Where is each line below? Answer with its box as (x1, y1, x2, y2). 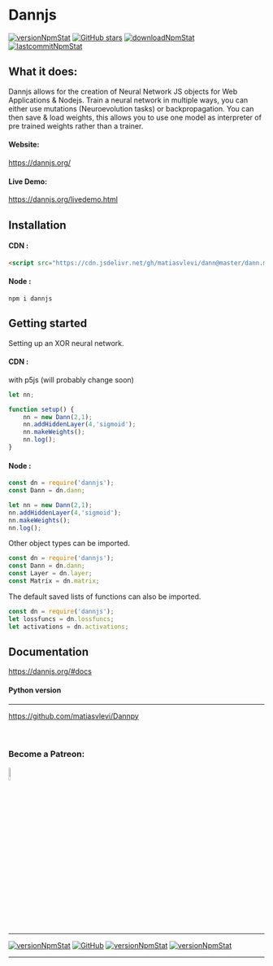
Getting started (8, 317, 88, 330)
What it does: (8, 65, 78, 79)
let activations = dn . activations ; (8, 623, 129, 631)
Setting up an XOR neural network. (8, 338, 124, 347)
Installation (8, 218, 67, 232)
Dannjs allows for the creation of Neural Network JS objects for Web (8, 86, 238, 96)
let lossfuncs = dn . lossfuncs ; (8, 614, 115, 623)
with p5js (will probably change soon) (8, 374, 134, 384)
